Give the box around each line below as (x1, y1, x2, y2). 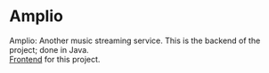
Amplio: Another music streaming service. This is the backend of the (9, 35, 261, 46)
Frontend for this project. (9, 54, 101, 64)
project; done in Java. (9, 44, 89, 55)
